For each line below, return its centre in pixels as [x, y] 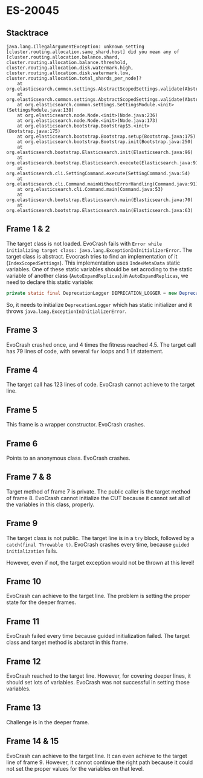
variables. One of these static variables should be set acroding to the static [100, 269]
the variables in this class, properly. [50, 504]
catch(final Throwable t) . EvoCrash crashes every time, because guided [98, 544]
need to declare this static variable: [50, 282]
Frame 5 [22, 410]
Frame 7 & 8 [29, 477]
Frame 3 [22, 330]
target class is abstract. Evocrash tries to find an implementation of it [92, 256]
